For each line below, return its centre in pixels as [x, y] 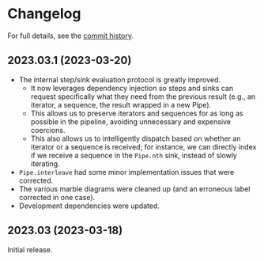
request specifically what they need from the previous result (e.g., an [143, 96]
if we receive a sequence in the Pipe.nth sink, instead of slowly [134, 155]
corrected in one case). [57, 197]
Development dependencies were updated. [89, 206]
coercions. [48, 130]
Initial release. [30, 249]
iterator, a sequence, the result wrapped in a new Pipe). [121, 104]
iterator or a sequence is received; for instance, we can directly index [143, 146]
